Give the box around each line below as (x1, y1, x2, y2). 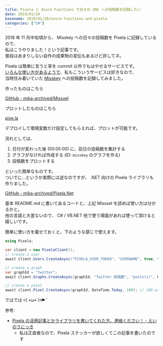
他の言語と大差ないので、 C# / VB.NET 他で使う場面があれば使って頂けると (5, 213, 156, 219)
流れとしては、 (5, 136, 35, 142)
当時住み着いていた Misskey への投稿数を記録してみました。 (5, 75, 126, 81)
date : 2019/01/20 (5, 12, 40, 17)
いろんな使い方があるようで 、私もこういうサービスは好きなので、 (5, 69, 137, 75)
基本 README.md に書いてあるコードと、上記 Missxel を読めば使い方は (5, 200, 148, 206)
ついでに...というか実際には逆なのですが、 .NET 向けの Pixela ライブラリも (5, 175, 154, 181)
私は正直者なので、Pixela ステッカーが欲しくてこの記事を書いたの (19, 330, 151, 336)
